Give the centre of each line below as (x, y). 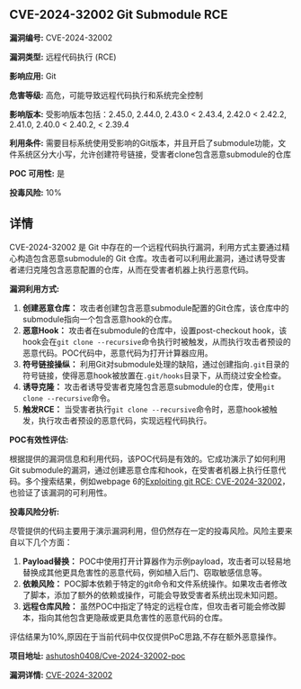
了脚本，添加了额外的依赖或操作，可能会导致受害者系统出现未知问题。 (152, 594)
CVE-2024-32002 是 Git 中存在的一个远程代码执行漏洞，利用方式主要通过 (146, 247)
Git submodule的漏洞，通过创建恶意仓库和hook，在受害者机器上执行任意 (144, 470)
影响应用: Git (33, 76)
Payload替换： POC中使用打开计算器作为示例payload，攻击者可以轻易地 (156, 561)
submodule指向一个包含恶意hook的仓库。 (99, 319)
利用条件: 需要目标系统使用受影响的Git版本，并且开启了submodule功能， (144, 142)
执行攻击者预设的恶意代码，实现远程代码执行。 (125, 420)
